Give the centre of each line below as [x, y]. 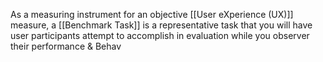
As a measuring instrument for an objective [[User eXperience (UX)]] [152, 14]
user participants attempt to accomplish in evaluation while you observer [160, 35]
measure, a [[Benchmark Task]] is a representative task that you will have [161, 25]
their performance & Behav [66, 46]
